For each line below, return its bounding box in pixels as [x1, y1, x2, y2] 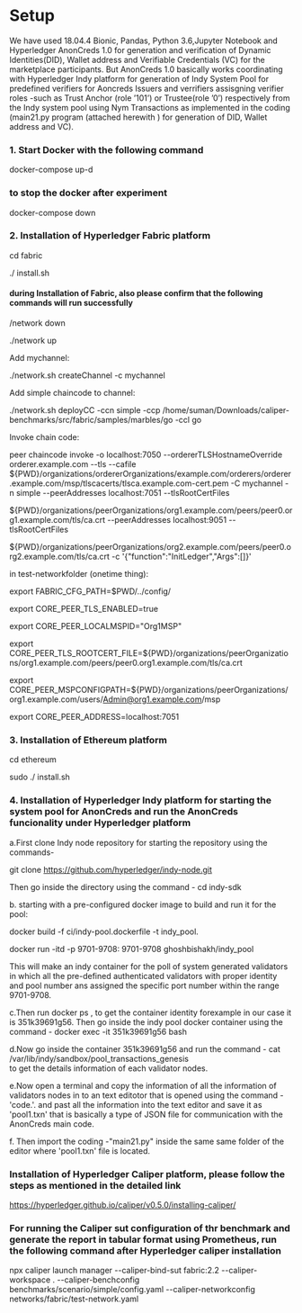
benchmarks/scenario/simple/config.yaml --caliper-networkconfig [9, 1284, 256, 1295]
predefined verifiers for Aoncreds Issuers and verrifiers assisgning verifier [9, 83, 285, 94]
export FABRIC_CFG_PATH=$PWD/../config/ [9, 586, 172, 597]
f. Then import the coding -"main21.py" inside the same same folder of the [9, 1136, 285, 1147]
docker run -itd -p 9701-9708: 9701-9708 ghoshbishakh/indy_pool [9, 943, 254, 954]
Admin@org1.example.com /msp [102, 694, 221, 705]
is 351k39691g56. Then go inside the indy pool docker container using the [9, 1016, 283, 1027]
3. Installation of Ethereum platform [9, 733, 168, 746]
